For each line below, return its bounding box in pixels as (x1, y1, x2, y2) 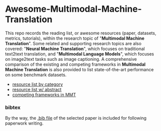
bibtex (5, 104, 21, 111)
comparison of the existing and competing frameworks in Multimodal (5, 61, 146, 67)
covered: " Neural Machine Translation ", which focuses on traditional (5, 46, 145, 52)
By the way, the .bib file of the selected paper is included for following (5, 115, 147, 121)
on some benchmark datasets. (5, 72, 67, 78)
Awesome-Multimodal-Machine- (5, 3, 142, 15)
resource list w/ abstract (12, 86, 62, 92)
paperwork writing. (5, 120, 44, 126)
